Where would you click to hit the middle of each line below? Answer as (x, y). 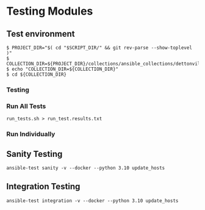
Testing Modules (50, 11)
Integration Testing (43, 186)
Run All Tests (26, 106)
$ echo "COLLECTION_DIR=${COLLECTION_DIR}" (63, 69)
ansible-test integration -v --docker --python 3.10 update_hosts (92, 201)
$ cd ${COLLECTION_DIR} (37, 74)
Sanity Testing (34, 154)
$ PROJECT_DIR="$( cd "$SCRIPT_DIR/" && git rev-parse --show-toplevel (99, 48)
